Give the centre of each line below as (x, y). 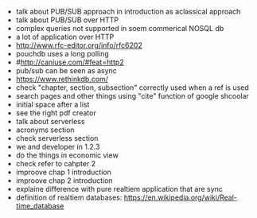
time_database (40, 206)
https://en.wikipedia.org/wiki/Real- (180, 197)
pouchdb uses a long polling (62, 54)
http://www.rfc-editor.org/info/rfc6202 (79, 45)
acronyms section (45, 130)
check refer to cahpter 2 (56, 163)
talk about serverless (50, 121)
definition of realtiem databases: (69, 197)
